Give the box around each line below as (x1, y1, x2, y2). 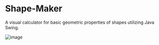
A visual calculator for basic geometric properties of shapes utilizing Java (5, 19, 155, 25)
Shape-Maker (5, 3, 63, 14)
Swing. (5, 24, 19, 30)
